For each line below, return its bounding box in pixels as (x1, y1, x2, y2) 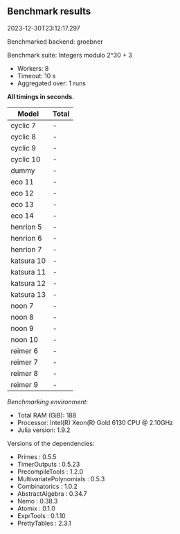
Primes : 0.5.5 (17, 452, 57, 460)
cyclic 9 (10, 143, 37, 153)
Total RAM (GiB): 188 (17, 411, 77, 419)
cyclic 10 (10, 154, 41, 164)
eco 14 (10, 211, 35, 221)
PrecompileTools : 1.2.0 (17, 467, 84, 476)
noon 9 (10, 323, 34, 333)
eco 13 (10, 199, 35, 209)
